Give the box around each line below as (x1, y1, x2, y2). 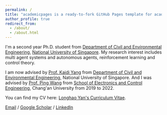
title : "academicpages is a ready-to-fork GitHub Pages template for (5, 12, 153, 17)
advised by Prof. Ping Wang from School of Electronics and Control (5, 80, 143, 86)
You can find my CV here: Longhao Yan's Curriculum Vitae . (5, 95, 126, 101)
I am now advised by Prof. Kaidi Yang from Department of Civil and (5, 69, 142, 75)
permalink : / (5, 7, 32, 12)
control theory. (5, 60, 36, 65)
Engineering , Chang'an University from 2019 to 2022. (5, 85, 114, 91)
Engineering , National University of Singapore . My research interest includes (5, 49, 162, 55)
